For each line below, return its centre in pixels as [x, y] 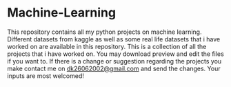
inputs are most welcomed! [46, 76]
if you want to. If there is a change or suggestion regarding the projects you [114, 61]
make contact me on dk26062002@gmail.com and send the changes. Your [114, 68]
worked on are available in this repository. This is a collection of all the [107, 46]
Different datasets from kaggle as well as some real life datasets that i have [114, 39]
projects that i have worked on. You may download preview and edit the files [115, 54]
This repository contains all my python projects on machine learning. [104, 32]
